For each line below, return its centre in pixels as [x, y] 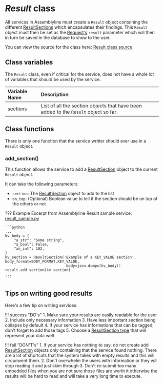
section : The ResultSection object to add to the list [63, 193]
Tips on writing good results [49, 293]
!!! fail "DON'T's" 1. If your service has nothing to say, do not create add [77, 345]
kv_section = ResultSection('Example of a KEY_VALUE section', [71, 257]
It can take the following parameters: [42, 184]
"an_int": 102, [29, 249]
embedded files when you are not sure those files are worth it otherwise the [81, 371]
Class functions [30, 129]
